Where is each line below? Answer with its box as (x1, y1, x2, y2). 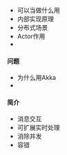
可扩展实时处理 (17, 124, 60, 132)
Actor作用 (17, 32, 46, 40)
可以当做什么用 (17, 6, 60, 14)
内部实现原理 (17, 15, 54, 23)
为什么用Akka (17, 74, 57, 82)
